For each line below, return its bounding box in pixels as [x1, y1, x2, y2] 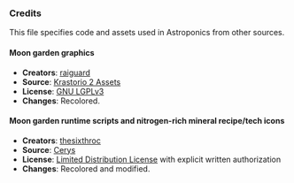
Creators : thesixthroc [21, 135, 102, 146]
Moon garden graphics [9, 47, 95, 57]
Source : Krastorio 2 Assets [21, 76, 121, 87]
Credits [9, 7, 42, 19]
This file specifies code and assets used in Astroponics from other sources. [9, 27, 285, 38]
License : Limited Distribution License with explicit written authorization [21, 154, 282, 164]
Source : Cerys [21, 144, 76, 155]
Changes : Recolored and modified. [21, 163, 151, 174]
